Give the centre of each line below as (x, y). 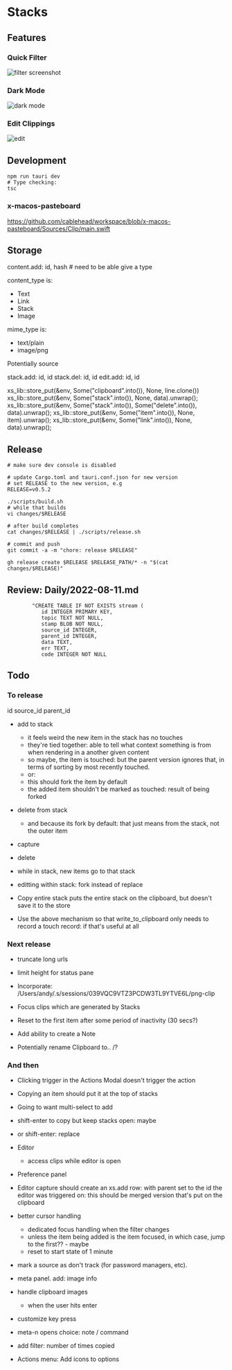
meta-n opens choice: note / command (73, 1333)
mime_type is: (27, 330)
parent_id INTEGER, (69, 636)
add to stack (35, 724)
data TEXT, (57, 643)
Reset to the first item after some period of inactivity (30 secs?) (108, 1020)
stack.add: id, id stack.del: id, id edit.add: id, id (73, 377)
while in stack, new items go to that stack (76, 871)
